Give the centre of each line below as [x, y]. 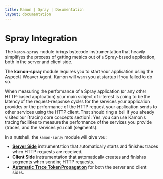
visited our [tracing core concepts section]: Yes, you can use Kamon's [76, 117]
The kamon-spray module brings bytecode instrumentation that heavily [75, 52]
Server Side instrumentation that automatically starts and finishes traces [85, 146]
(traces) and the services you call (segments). [51, 128]
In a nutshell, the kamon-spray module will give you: [56, 137]
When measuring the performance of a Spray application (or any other [76, 91]
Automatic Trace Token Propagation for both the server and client [79, 167]
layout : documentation [28, 14]
